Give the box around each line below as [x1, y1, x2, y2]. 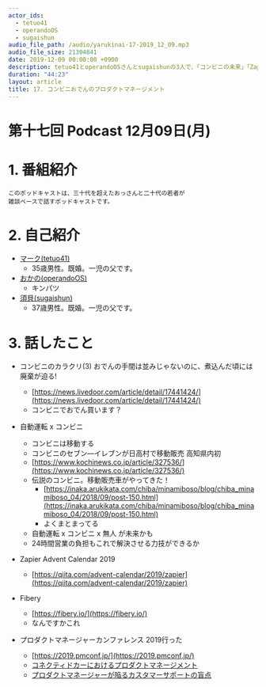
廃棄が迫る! [19, 371, 57, 381]
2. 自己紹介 [8, 226, 81, 244]
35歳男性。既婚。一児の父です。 [31, 264, 137, 273]
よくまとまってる [43, 519, 99, 529]
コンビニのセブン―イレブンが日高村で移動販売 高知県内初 [31, 449, 222, 458]
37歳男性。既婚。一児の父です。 [31, 303, 137, 313]
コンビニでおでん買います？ [31, 405, 123, 415]
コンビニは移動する [31, 438, 95, 448]
